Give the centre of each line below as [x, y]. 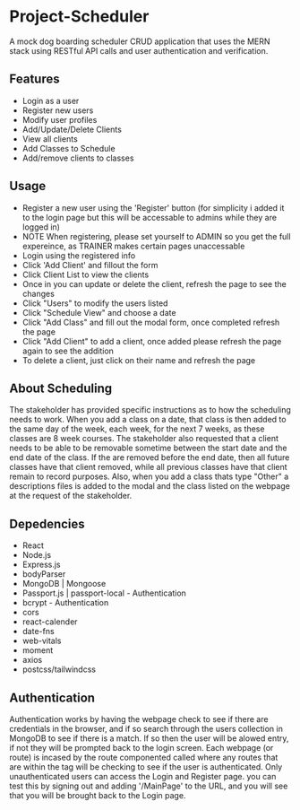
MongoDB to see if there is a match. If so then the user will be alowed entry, [149, 738]
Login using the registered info [79, 255]
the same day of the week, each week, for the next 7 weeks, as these [137, 429]
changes [39, 293]
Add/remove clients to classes [78, 158]
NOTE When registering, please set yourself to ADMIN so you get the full [156, 236]
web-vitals [42, 641]
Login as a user [51, 100]
